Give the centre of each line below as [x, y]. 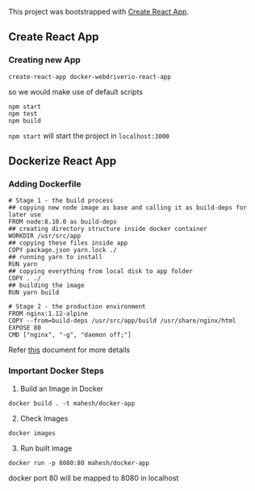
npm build [25, 120]
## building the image [46, 286]
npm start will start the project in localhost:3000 [89, 136]
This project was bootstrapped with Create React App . [99, 12]
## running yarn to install [56, 258]
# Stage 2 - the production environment [77, 307]
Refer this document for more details [69, 350]
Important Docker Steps [56, 371]
